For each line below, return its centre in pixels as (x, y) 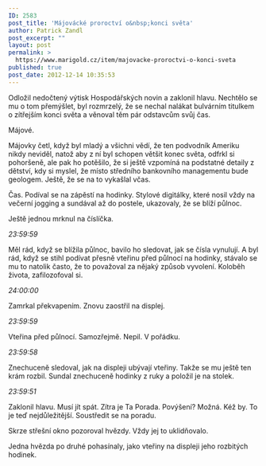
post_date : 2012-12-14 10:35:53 (62, 75)
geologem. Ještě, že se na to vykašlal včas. (79, 179)
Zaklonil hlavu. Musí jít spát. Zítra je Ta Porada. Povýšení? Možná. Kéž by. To (133, 406)
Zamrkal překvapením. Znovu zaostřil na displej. (87, 305)
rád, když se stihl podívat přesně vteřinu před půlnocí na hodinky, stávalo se (133, 258)
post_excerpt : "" (37, 38)
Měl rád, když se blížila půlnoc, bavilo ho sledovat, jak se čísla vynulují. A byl (133, 249)
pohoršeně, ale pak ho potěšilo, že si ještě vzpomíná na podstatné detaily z (131, 162)
